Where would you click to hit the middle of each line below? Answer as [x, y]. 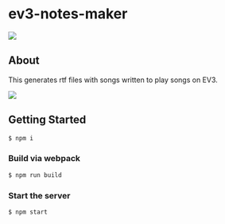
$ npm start [28, 212]
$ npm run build [35, 175]
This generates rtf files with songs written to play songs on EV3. [113, 80]
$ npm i [21, 138]
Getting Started [47, 120]
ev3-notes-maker [68, 14]
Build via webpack [45, 159]
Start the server [39, 195]
